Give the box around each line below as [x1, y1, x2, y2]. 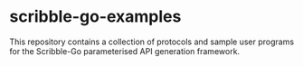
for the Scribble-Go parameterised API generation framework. [9, 45, 241, 56]
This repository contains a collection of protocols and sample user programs [9, 36, 295, 47]
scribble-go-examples [9, 6, 182, 27]
